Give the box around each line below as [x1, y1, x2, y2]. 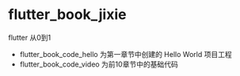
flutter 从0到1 [8, 32, 51, 42]
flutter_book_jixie [8, 6, 127, 24]
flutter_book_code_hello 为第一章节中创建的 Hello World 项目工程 [19, 49, 232, 59]
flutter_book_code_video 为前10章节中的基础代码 [19, 59, 178, 69]
